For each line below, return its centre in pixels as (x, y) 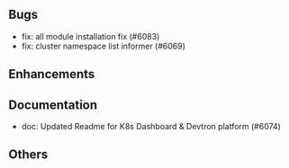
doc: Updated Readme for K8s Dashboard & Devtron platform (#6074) (151, 127)
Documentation (53, 105)
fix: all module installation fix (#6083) (90, 36)
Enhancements (52, 74)
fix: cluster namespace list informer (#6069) (104, 46)
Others (28, 155)
